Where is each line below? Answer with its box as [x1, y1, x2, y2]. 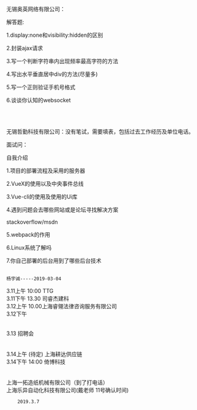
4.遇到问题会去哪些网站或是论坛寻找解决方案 [6, 206, 119, 213]
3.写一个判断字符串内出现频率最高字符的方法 [6, 58, 119, 64]
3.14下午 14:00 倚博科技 [6, 358, 66, 365]
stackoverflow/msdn [6, 218, 58, 226]
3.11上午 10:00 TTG [6, 287, 54, 294]
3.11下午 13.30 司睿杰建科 [6, 295, 69, 302]
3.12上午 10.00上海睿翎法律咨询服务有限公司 [6, 303, 117, 309]
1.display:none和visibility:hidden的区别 [6, 31, 103, 39]
